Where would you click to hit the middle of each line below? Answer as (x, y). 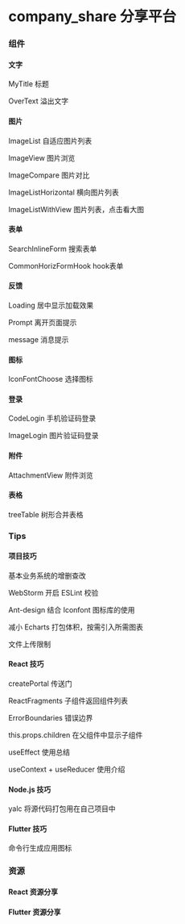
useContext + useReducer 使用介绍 (67, 769)
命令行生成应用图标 (40, 848)
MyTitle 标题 (29, 84)
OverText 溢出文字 (39, 101)
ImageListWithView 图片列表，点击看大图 (76, 209)
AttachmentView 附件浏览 (51, 475)
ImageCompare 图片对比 (49, 175)
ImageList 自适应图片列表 (50, 140)
